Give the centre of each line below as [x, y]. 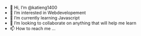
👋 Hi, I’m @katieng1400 [34, 8]
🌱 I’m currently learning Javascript [45, 18]
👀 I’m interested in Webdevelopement [48, 13]
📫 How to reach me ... [33, 28]
